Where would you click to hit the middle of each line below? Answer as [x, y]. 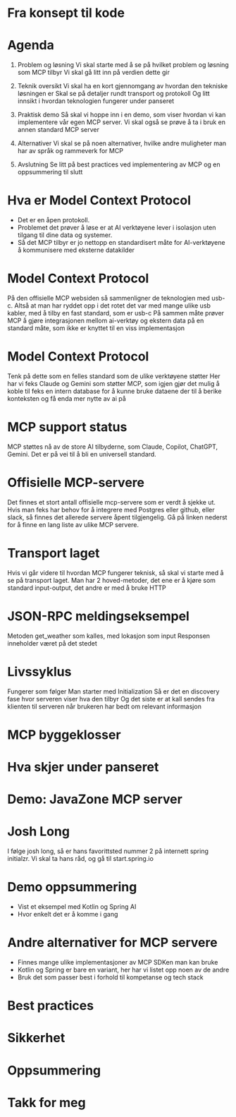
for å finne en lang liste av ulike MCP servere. [73, 524]
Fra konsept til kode [66, 13]
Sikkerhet [36, 1038]
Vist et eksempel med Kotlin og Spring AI [77, 907]
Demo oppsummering [72, 887]
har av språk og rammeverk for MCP [70, 151]
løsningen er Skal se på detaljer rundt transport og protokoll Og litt [113, 94]
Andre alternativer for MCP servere [112, 943]
